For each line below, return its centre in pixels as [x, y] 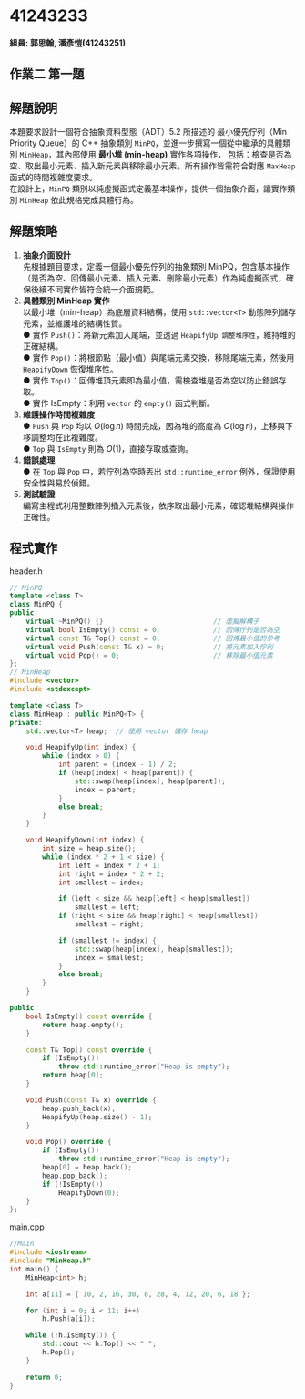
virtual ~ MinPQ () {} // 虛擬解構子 [142, 622]
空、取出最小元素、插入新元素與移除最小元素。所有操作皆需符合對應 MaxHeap [152, 166]
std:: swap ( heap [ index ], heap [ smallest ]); [154, 949]
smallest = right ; [109, 924]
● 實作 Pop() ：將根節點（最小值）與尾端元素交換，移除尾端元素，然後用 [158, 357]
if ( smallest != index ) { [107, 940]
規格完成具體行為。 [102, 199]
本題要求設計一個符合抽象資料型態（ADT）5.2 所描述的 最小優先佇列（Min [148, 131]
